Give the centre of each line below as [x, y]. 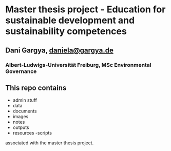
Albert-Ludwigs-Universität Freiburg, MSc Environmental [78, 65]
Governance [21, 71]
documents [25, 111]
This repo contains [36, 88]
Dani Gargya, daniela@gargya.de [60, 50]
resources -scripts [32, 133]
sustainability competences [66, 31]
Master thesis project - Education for [85, 10]
